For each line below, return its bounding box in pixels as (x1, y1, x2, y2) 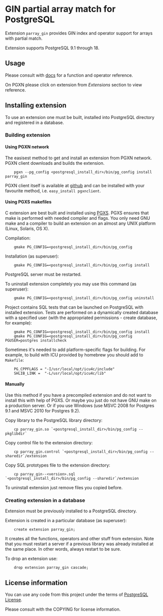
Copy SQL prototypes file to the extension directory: (5, 462, 111, 468)
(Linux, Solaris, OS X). (5, 225, 49, 232)
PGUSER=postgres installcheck (5, 338, 67, 343)
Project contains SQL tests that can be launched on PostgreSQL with (5, 304, 143, 310)
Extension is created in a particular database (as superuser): (5, 518, 127, 524)
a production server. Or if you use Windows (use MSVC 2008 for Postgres (5, 403, 155, 409)
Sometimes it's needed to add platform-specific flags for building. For (5, 347, 146, 352)
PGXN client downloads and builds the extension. (5, 160, 105, 166)
